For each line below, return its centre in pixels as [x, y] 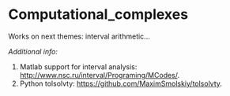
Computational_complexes [98, 15]
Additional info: [33, 51]
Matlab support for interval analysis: [78, 66]
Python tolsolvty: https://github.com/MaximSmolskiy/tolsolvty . [121, 83]
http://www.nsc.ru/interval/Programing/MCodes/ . [100, 75]
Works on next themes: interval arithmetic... [79, 36]
